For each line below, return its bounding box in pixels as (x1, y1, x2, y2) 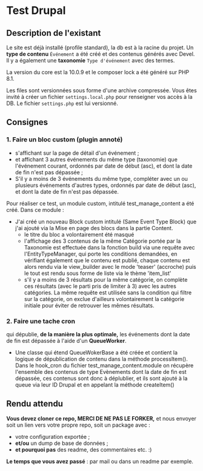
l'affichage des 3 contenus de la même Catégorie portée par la (24, 237, 181, 245)
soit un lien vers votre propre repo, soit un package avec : (6, 421, 150, 429)
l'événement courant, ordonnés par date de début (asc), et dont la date (15, 162, 193, 169)
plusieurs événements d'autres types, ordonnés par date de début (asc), (15, 181, 196, 189)
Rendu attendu (6, 399, 64, 409)
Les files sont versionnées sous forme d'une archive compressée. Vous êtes (6, 87, 197, 94)
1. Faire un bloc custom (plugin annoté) (6, 135, 123, 144)
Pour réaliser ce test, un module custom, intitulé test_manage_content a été (6, 200, 195, 207)
